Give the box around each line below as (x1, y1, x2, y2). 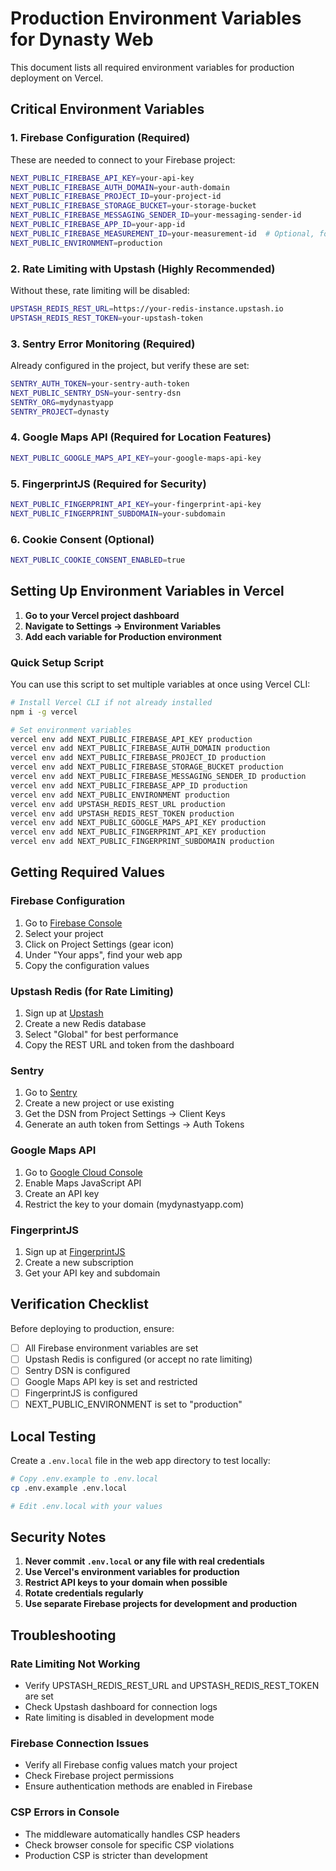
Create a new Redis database (24, 1018, 147, 1030)
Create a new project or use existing (24, 1097, 175, 1109)
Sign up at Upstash (24, 1007, 104, 1019)
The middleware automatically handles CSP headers (24, 1828, 241, 1840)
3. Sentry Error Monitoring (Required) (10, 337, 196, 351)
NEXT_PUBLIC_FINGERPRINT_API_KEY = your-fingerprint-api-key (10, 499, 262, 509)
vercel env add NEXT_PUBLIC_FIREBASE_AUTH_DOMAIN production (10, 743, 271, 754)
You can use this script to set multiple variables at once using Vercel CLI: (10, 678, 311, 690)
